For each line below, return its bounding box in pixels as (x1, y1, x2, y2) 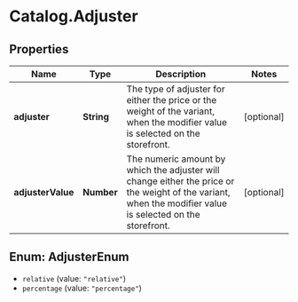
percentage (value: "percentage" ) (21, 282, 142, 293)
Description (155, 68, 207, 80)
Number (82, 187, 118, 198)
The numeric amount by (126, 153, 226, 165)
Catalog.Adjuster (9, 6, 139, 27)
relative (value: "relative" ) (21, 273, 127, 283)
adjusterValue (13, 187, 74, 198)
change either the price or (126, 175, 235, 187)
